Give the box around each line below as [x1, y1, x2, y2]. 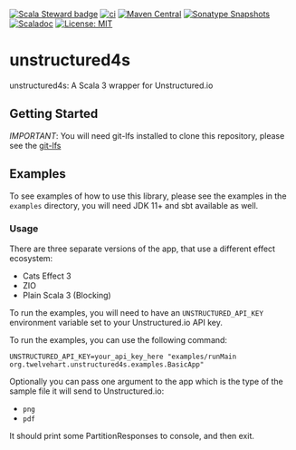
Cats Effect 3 [22, 270, 72, 281]
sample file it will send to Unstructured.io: [9, 386, 165, 396]
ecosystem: [9, 252, 53, 263]
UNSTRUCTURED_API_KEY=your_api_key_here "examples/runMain [9, 352, 237, 361]
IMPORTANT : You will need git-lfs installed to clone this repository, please [9, 130, 285, 141]
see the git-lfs [9, 140, 62, 151]
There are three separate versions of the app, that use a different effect [9, 243, 276, 254]
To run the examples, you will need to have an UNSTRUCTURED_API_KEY [9, 307, 264, 318]
